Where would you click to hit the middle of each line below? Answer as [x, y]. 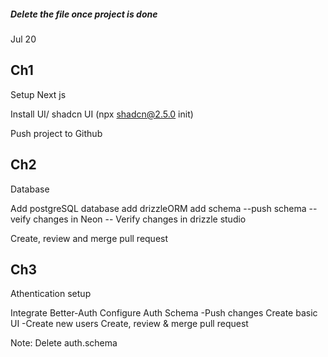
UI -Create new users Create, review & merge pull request [129, 324]
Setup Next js [38, 94]
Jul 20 [23, 39]
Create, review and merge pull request [89, 238]
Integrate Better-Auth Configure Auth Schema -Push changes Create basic [164, 313]
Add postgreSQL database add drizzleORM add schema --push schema [158, 208]
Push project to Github [56, 133]
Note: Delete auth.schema [64, 343]
